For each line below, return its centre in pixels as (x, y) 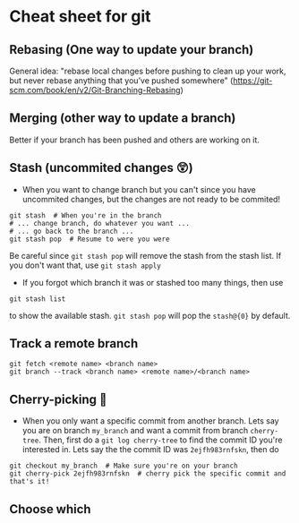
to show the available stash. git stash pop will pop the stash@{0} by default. (150, 315)
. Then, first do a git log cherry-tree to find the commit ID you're (161, 440)
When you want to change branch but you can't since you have (139, 189)
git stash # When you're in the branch (86, 215)
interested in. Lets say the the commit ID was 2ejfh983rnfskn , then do (150, 450)
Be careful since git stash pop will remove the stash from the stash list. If (145, 255)
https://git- (252, 81)
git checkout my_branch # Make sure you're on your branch (124, 466)
